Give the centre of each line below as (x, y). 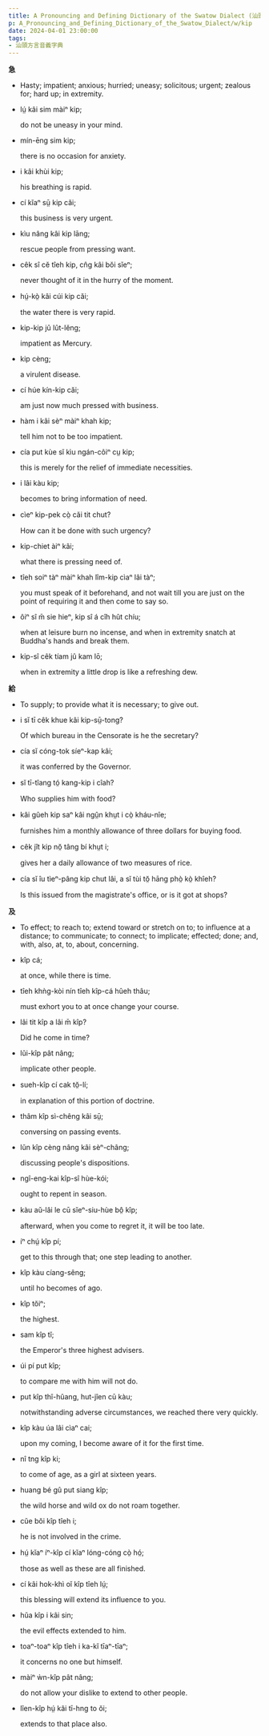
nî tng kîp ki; (40, 1459)
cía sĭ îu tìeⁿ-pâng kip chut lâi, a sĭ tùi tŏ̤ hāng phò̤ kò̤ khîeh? (118, 879)
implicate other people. (58, 1069)
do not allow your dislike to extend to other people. (104, 1693)
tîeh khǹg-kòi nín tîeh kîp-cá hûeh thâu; (85, 991)
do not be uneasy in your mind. (71, 125)
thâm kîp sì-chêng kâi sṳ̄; (62, 1116)
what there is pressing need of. (71, 562)
